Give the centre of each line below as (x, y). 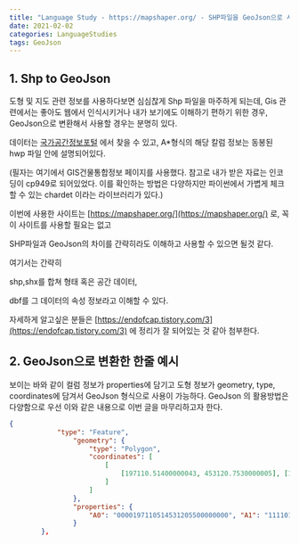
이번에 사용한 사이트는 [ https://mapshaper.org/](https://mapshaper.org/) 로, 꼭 (149, 214)
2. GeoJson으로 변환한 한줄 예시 (94, 362)
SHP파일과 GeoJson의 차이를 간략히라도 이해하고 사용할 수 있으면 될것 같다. (141, 244)
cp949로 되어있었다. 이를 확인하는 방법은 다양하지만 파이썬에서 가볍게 (147, 184)
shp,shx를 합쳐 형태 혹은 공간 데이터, (73, 282)
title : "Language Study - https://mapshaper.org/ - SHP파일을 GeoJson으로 (146, 17)
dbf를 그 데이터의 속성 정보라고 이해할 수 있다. (89, 301)
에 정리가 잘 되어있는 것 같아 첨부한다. (194, 331)
